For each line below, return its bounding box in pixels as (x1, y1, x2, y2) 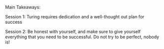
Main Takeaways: (5, 4, 41, 10)
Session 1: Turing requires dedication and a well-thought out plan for (5, 14, 145, 19)
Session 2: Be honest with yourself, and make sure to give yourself (5, 29, 141, 34)
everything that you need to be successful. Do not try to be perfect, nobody (5, 34, 160, 40)
